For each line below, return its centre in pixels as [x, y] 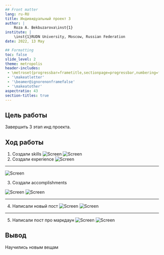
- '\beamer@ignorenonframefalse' [41, 82]
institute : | [18, 32]
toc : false [16, 55]
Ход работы [24, 142]
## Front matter [21, 10]
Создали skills [27, 154]
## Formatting [20, 50]
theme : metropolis [24, 64]
